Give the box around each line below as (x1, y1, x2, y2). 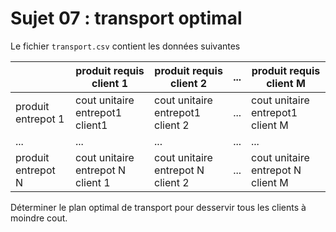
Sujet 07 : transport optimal (10, 7, 243, 30)
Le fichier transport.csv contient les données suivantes (10, 40, 241, 52)
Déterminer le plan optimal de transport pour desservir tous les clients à (10, 201, 307, 213)
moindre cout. (10, 212, 68, 224)
